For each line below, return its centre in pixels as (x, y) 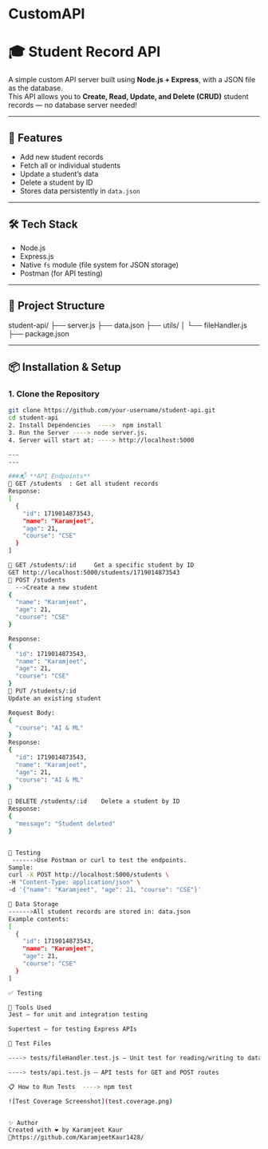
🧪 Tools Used (30, 1008)
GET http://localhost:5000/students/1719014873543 (94, 572)
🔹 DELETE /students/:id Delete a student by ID (94, 801)
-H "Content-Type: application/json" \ (75, 883)
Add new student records (61, 157)
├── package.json (39, 333)
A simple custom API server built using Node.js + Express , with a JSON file (132, 80)
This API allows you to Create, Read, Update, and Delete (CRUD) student (128, 97)
